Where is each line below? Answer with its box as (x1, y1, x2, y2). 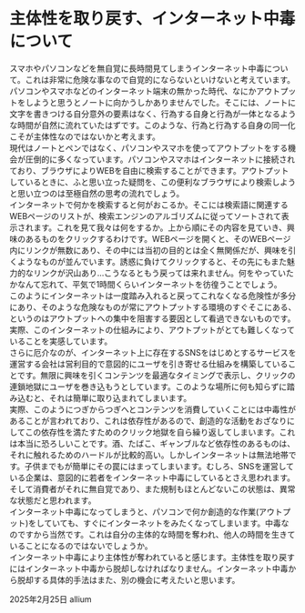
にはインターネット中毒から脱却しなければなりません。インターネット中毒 (9, 563, 289, 574)
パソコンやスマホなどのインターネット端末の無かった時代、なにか (9, 85, 257, 96)
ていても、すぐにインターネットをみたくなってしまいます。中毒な (44, 518, 290, 528)
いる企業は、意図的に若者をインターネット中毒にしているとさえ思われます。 (9, 472, 296, 483)
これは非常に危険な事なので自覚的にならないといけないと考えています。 (25, 74, 296, 85)
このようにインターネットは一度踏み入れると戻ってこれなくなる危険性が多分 (9, 290, 297, 301)
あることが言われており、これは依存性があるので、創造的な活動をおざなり (9, 415, 288, 426)
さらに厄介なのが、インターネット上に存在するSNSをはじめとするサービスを (9, 347, 297, 357)
